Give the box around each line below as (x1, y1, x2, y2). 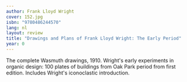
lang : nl (6, 24, 27, 31)
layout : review (6, 30, 43, 36)
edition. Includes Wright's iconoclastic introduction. (6, 69, 130, 76)
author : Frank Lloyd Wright (6, 8, 75, 15)
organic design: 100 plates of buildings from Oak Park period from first (6, 63, 176, 70)
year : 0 (6, 41, 25, 47)
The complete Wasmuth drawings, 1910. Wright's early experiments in (6, 56, 174, 64)
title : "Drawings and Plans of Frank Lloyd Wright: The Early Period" (6, 35, 182, 41)
